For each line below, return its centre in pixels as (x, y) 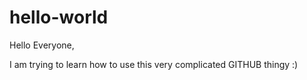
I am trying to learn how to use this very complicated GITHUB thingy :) (154, 64)
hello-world (59, 17)
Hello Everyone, (42, 45)
